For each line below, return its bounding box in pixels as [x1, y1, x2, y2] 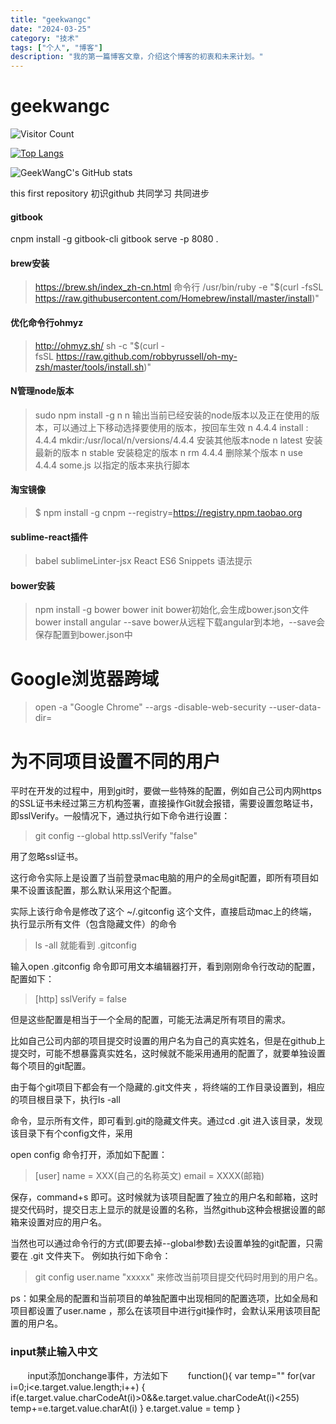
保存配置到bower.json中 [34, 629, 133, 641]
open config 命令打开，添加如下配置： [10, 1149, 168, 1161]
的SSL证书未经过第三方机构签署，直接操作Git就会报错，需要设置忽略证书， [10, 797, 319, 810]
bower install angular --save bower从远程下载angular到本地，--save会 [34, 616, 325, 628]
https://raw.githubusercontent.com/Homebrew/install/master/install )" [34, 292, 320, 305]
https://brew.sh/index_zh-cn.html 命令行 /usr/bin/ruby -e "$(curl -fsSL [34, 281, 324, 293]
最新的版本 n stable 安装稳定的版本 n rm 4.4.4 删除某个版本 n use [34, 446, 303, 458]
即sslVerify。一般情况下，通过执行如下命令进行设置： [10, 810, 231, 822]
